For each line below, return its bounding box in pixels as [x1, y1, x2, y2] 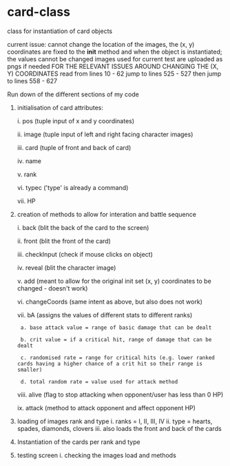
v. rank [17, 170, 37, 178]
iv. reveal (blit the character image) [17, 263, 116, 272]
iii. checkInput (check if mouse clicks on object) [17, 250, 153, 258]
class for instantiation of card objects [7, 27, 112, 35]
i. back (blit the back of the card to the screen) [17, 223, 149, 231]
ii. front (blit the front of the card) [17, 237, 112, 245]
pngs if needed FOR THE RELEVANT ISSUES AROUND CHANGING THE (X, [7, 62, 219, 70]
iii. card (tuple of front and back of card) [17, 143, 132, 151]
